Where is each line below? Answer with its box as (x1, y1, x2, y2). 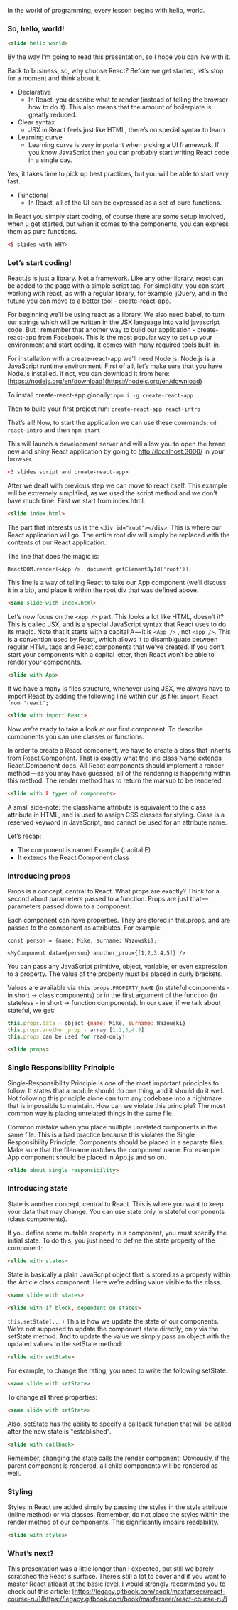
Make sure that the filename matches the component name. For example (7, 1145, 220, 1154)
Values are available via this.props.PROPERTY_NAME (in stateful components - (7, 983, 230, 992)
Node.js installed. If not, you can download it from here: (7, 370, 171, 378)
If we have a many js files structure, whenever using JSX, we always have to (7, 684, 231, 692)
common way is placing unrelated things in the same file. (7, 1109, 174, 1117)
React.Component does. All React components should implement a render (7, 761, 224, 770)
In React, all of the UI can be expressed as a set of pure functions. (28, 198, 222, 207)
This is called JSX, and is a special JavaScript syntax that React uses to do (7, 620, 226, 628)
